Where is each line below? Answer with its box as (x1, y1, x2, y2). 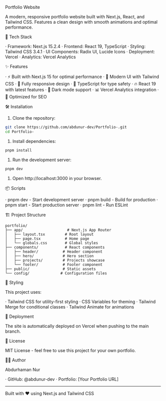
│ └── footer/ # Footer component (5, 262, 103, 267)
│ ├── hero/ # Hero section (5, 253, 94, 259)
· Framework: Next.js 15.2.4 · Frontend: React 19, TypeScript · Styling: (5, 44, 146, 49)
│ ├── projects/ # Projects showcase (5, 258, 105, 263)
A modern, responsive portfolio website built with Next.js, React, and (5, 14, 145, 19)
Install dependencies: (12, 138, 56, 144)
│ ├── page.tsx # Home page (5, 236, 90, 241)
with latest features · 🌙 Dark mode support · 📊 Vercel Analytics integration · (5, 87, 159, 92)
